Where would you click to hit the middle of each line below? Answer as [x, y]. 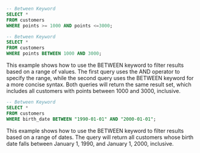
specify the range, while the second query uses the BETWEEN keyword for [100, 78]
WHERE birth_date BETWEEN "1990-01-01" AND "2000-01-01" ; [81, 119]
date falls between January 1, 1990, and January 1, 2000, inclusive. [90, 143]
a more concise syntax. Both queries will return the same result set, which [99, 84]
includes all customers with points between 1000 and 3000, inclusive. [94, 91]
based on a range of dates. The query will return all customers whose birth [100, 137]
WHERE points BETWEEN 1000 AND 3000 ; [54, 54]
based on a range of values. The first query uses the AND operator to [93, 72]
